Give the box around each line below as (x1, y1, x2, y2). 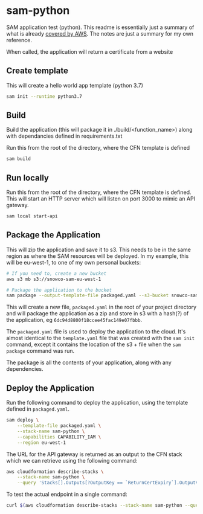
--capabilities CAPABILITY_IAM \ (17, 434, 101, 440)
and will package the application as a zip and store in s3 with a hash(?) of (6, 310, 189, 317)
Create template (6, 66, 68, 76)
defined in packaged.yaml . (6, 405, 69, 413)
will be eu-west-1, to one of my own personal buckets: (6, 259, 141, 266)
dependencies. (6, 365, 43, 373)
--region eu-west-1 (17, 439, 66, 446)
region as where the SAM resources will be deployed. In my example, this (6, 252, 189, 260)
